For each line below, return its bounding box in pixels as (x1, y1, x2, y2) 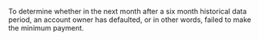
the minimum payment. (8, 24, 84, 32)
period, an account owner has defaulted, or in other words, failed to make (8, 15, 252, 24)
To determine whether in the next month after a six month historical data (8, 7, 247, 16)
